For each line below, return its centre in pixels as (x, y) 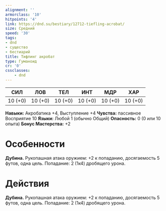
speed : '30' (18, 33)
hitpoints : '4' (21, 19)
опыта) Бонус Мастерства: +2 (38, 124)
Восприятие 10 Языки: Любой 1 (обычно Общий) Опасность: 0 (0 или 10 (83, 118)
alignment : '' (20, 10)
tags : (11, 38)
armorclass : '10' (23, 15)
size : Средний (20, 29)
